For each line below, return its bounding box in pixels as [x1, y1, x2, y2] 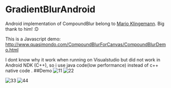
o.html [5, 47, 19, 53]
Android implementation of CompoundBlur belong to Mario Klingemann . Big [5, 20, 165, 27]
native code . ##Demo [5, 68, 52, 74]
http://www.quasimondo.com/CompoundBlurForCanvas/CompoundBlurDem [5, 41, 166, 47]
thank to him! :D [5, 26, 39, 32]
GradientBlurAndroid [5, 4, 96, 15]
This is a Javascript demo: [5, 36, 61, 42]
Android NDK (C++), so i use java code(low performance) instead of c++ [5, 62, 159, 68]
